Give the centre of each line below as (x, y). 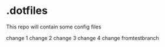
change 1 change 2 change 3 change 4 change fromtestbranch (82, 38)
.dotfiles (27, 11)
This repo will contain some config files (54, 27)
